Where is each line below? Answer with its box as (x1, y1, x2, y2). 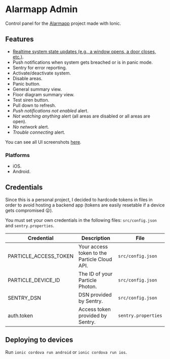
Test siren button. (12, 97, 50, 103)
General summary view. (12, 86, 62, 92)
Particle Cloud (78, 256, 112, 263)
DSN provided (78, 291, 112, 298)
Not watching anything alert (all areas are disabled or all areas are (12, 113, 150, 119)
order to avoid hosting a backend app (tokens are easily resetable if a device (5, 202, 165, 208)
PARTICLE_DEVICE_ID (8, 276, 60, 284)
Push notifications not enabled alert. (12, 107, 89, 113)
